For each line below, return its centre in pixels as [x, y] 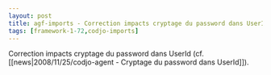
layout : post [30, 16]
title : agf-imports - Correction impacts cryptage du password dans [126, 23]
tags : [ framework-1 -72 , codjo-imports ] [73, 31]
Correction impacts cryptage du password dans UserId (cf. [106, 54]
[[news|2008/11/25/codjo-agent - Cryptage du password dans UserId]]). [129, 62]
